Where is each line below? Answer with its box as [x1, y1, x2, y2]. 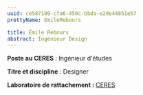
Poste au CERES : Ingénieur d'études [7, 54, 112, 63]
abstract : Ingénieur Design [7, 35, 88, 42]
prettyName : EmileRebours [7, 17, 81, 23]
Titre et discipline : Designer [7, 67, 89, 76]
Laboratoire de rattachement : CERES [7, 81, 115, 89]
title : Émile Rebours [7, 29, 69, 36]
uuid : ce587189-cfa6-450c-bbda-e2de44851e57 [7, 10, 137, 17]
